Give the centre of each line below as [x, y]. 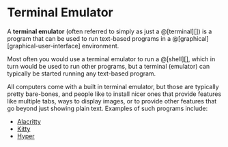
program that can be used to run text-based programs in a [89, 38]
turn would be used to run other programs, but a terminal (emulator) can [109, 66]
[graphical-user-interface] [44, 46]
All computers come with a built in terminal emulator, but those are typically [113, 86]
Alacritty [29, 121]
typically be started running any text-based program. [82, 73]
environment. [100, 46]
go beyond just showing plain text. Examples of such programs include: [108, 108]
